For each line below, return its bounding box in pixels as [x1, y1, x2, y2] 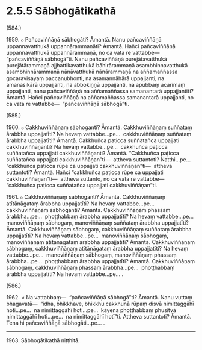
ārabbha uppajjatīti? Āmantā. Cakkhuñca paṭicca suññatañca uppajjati [6, 137, 180, 144]
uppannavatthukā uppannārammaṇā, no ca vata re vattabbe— [6, 49, 160, 56]
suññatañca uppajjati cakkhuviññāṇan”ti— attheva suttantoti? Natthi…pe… [6, 155, 191, 163]
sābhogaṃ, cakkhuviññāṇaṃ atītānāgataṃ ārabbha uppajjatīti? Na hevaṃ [6, 245, 188, 252]
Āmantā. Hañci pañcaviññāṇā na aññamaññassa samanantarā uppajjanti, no [6, 93, 194, 101]
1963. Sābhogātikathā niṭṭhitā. [6, 336, 80, 344]
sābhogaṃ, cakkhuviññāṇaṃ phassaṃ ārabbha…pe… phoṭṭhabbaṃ [6, 264, 175, 271]
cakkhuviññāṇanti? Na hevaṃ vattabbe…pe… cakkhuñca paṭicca [6, 143, 168, 150]
